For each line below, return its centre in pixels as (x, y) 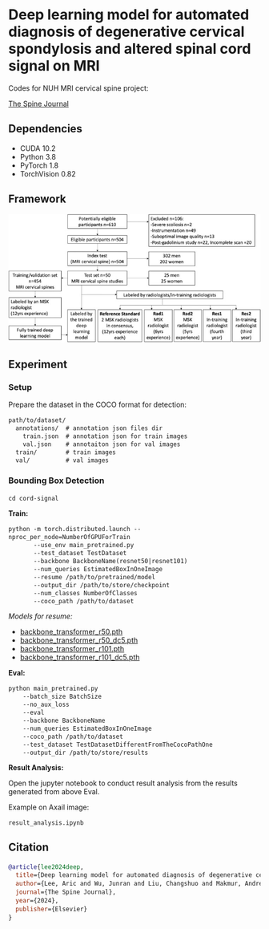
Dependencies (45, 129)
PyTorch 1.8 (39, 165)
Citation (29, 848)
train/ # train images (66, 452)
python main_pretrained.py (53, 688)
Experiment (38, 365)
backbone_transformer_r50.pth (71, 631)
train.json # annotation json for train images (105, 436)
